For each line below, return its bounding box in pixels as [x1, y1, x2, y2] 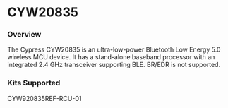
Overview [7, 30, 42, 40]
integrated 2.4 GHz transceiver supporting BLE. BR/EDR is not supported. [7, 61, 221, 69]
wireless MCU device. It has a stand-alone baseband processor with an [7, 53, 215, 61]
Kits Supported [7, 78, 61, 88]
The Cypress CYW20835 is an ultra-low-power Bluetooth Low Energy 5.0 [7, 45, 221, 54]
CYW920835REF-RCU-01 [7, 94, 82, 102]
